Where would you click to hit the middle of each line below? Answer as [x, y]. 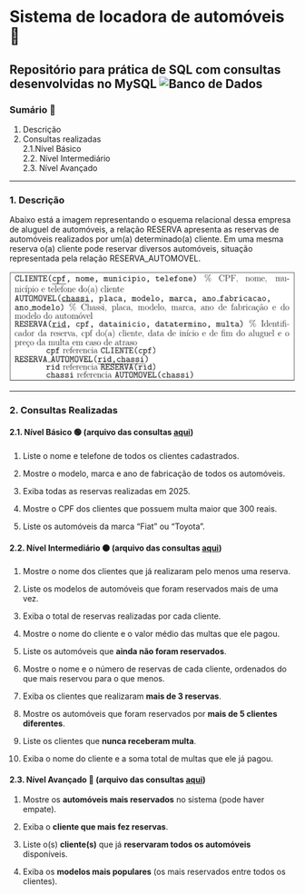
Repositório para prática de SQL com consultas [145, 70]
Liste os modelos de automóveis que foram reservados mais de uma [150, 589]
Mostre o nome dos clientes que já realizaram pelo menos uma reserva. [156, 572]
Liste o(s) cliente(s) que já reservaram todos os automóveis [137, 845]
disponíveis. [45, 854]
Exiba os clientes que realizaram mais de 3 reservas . [122, 696]
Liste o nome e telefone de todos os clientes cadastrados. [131, 455]
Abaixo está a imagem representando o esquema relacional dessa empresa [150, 220]
